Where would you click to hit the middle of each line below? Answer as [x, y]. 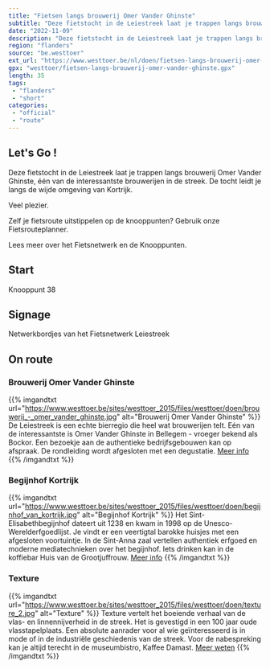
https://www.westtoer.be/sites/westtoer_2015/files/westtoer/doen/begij [143, 507]
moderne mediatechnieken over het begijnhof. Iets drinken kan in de [121, 549]
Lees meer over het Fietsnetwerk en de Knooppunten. [98, 244]
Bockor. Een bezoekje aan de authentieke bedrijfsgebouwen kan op [120, 442]
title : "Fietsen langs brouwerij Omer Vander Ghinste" [102, 16]
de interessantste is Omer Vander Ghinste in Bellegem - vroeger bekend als [133, 434]
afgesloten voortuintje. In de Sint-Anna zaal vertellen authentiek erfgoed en [133, 540]
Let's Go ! [33, 153]
